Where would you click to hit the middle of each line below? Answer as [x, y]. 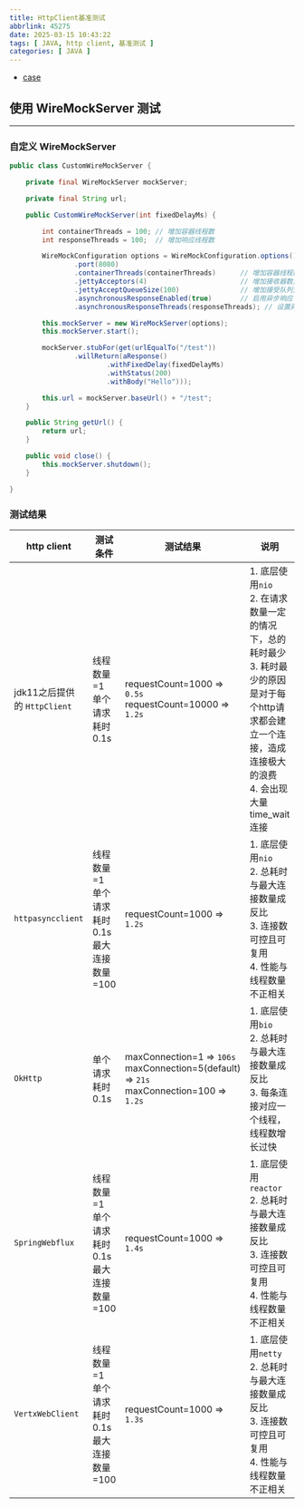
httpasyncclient [49, 918]
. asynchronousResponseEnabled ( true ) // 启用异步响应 [183, 298]
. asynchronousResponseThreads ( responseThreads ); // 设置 [182, 306]
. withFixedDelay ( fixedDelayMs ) [165, 365]
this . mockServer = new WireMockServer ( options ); [135, 323]
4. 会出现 [268, 788]
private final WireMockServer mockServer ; [107, 182]
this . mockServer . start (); [91, 332]
